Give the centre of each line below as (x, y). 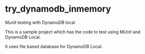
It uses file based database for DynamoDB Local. (54, 46)
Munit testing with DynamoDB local (40, 22)
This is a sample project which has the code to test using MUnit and (73, 32)
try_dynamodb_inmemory (58, 9)
